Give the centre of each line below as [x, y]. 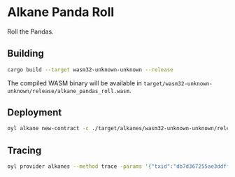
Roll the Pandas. [30, 31]
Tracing [24, 150]
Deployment [35, 113]
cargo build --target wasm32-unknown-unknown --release [90, 70]
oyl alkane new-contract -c [48, 129]
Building [26, 54]
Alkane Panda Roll [61, 12]
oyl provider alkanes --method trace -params [74, 167]
